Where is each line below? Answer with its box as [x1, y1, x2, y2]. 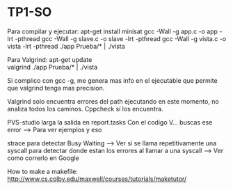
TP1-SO [7, 4, 52, 20]
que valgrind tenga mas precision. [7, 84, 105, 92]
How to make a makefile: [7, 167, 78, 175]
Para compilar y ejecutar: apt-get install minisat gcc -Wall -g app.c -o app [7, 27, 218, 35]
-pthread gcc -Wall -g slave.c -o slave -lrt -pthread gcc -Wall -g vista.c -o [15, 34, 227, 42]
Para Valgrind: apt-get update [7, 55, 93, 63]
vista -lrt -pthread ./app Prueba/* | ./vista [7, 42, 125, 50]
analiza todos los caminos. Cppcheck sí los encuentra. [7, 104, 163, 113]
